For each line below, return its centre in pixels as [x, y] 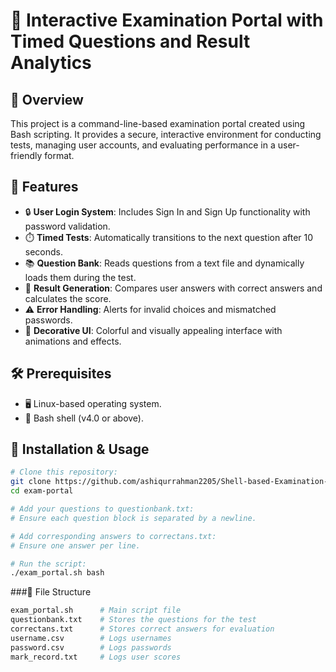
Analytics [51, 63]
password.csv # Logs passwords [91, 647]
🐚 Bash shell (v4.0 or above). [84, 418]
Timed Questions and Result [130, 41]
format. [59, 155]
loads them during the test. [80, 277]
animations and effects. [73, 341]
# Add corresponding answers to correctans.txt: [113, 536]
